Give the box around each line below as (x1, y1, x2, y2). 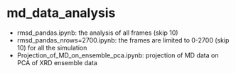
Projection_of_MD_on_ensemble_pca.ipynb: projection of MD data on (16, 51, 219, 60)
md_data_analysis (6, 5, 116, 21)
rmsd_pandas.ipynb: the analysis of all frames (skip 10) (16, 28, 178, 37)
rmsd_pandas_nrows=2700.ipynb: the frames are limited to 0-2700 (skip (16, 35, 230, 44)
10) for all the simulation (16, 43, 87, 52)
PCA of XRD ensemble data (16, 58, 97, 67)
